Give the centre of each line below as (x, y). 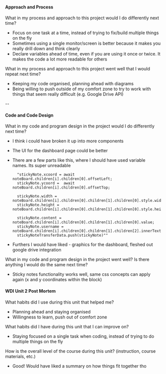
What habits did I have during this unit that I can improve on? (67, 326)
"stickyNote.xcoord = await (46, 175)
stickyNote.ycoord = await (46, 184)
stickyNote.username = (40, 227)
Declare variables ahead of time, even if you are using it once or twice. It (86, 54)
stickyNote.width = (37, 196)
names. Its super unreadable (41, 166)
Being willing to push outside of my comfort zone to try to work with (82, 89)
